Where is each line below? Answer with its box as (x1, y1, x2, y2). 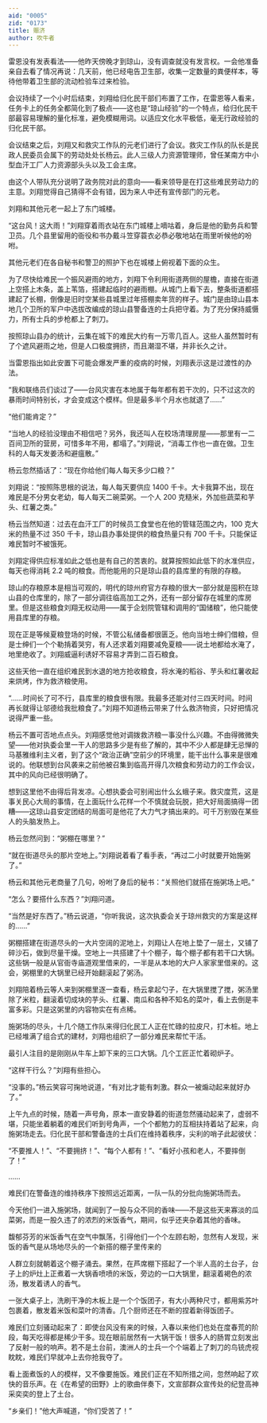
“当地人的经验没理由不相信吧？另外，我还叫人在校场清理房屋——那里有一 (8, 429, 249, 439)
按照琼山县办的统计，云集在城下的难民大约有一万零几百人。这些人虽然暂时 (8, 331, 252, 341)
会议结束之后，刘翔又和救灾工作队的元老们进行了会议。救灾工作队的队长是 (8, 140, 252, 150)
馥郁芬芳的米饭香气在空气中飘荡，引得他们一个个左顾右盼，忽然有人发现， (8, 1232, 252, 1242)
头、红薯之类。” (8, 502, 57, 512)
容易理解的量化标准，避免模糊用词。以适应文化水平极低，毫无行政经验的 (21, 113, 259, 123)
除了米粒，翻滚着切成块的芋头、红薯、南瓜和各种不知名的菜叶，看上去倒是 (8, 995, 252, 1004)
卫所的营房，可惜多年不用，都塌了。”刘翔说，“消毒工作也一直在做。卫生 (21, 439, 255, 448)
